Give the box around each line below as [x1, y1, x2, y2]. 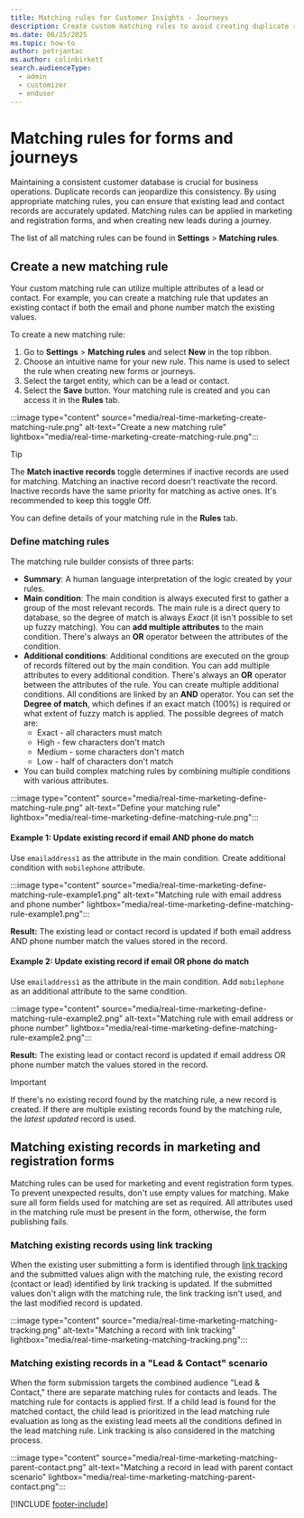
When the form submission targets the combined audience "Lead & [10, 1377, 261, 1388]
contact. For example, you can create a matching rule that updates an [10, 293, 269, 304]
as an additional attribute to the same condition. [10, 986, 188, 997]
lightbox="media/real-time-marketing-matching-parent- [48, 1472, 256, 1483]
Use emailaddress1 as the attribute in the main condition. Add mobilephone [10, 976, 285, 987]
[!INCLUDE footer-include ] [10, 1499, 108, 1510]
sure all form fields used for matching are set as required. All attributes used [10, 1196, 293, 1207]
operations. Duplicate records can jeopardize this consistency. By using [10, 186, 277, 197]
